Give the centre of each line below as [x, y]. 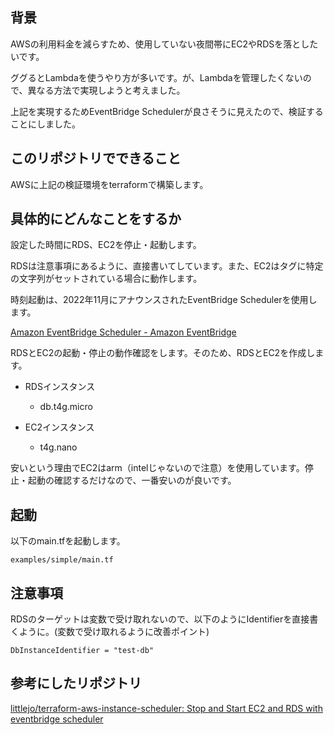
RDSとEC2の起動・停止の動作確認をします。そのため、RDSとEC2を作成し [163, 353]
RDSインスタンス [60, 387]
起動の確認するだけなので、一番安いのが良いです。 [132, 480]
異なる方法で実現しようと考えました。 [106, 90]
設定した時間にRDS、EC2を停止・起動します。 [106, 245]
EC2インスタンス [59, 427]
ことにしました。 [45, 124]
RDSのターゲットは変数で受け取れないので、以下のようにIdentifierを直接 [160, 619]
